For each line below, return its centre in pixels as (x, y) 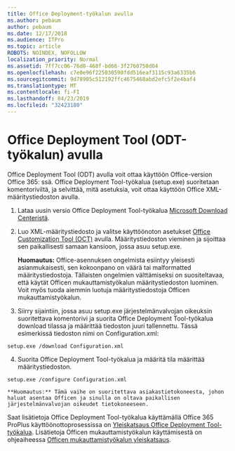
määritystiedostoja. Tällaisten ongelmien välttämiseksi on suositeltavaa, (121, 275)
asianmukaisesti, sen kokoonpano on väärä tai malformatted (104, 267)
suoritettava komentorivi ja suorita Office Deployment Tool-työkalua (115, 318)
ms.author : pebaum (34, 20)
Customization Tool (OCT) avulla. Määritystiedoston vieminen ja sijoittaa (121, 239)
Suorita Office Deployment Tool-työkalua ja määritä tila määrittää (111, 359)
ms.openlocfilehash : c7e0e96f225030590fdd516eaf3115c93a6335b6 (102, 72)
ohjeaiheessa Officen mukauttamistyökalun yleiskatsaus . (89, 439)
